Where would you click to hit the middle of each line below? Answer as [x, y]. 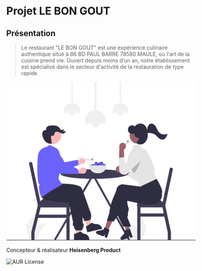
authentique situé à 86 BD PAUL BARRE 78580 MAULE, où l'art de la [105, 54]
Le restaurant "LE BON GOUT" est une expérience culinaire [94, 47]
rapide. [30, 73]
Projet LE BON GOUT [58, 11]
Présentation [31, 33]
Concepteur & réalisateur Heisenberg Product [64, 250]
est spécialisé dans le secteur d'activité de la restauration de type [103, 67]
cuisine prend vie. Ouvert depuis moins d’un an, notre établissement [106, 60]
